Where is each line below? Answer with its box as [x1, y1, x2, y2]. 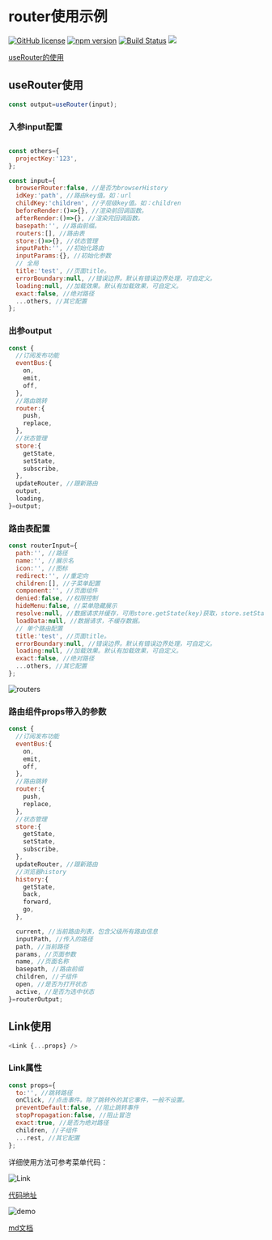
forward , [23, 898, 53, 907]
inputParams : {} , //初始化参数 [15, 252, 112, 260]
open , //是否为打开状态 [15, 980, 87, 988]
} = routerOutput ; [8, 995, 63, 1004]
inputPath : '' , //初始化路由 [15, 244, 104, 253]
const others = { [8, 147, 60, 155]
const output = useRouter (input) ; [8, 100, 117, 108]
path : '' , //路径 [15, 550, 68, 558]
